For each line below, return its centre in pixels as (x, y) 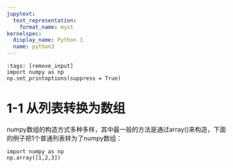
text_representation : (45, 20)
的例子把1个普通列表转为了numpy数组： (64, 138)
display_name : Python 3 (48, 40)
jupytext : (21, 14)
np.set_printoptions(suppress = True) (64, 78)
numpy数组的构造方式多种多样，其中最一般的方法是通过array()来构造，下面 (116, 129)
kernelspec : (24, 34)
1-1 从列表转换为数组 (66, 108)
